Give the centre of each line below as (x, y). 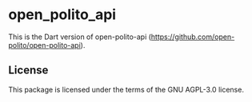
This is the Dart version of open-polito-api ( (80, 37)
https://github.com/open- (193, 37)
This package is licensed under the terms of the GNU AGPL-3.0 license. (126, 89)
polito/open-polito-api (45, 45)
